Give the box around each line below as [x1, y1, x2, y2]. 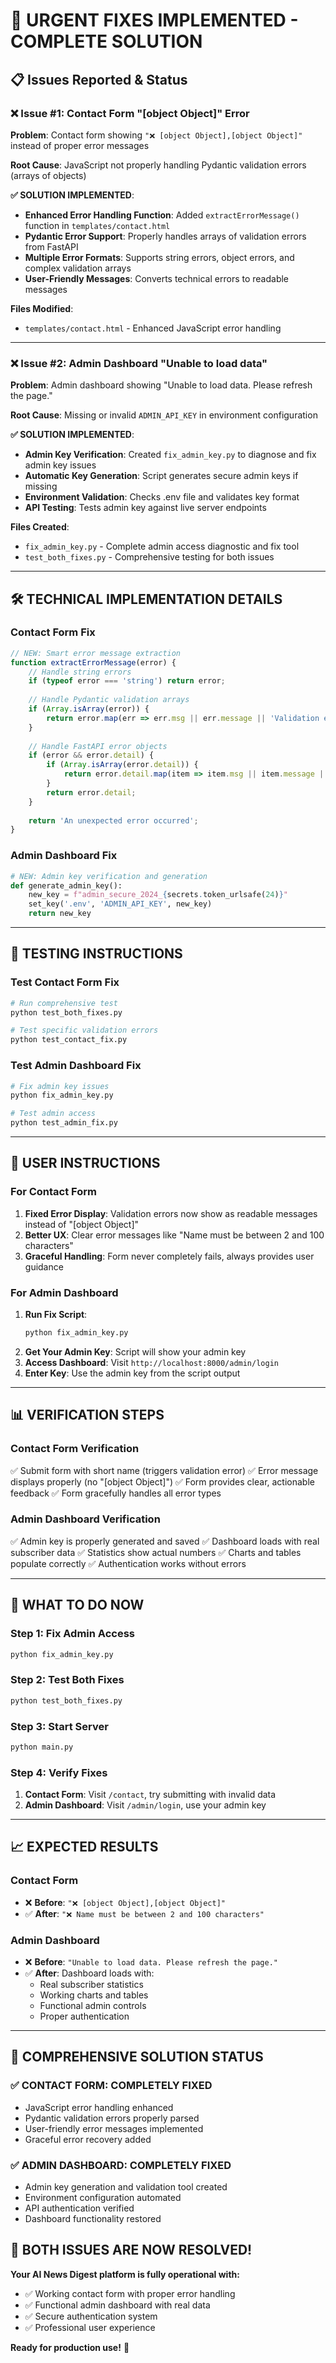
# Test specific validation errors [10, 1025, 159, 1036]
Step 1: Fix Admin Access [10, 1627, 135, 1641]
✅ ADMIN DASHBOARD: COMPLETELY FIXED [10, 2158, 232, 2172]
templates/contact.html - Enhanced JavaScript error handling [24, 322, 282, 334]
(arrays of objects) [10, 169, 87, 181]
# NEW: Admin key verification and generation [10, 871, 208, 881]
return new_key [28, 909, 92, 919]
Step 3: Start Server [10, 1719, 109, 1733]
